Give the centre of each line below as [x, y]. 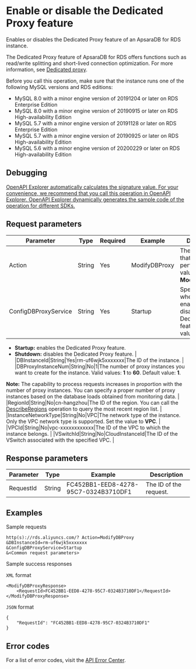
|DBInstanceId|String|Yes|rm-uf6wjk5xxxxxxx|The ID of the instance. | [99, 360]
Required [113, 240]
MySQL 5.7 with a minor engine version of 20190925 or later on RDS [97, 135]
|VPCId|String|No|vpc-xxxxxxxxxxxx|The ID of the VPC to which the [88, 427]
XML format [19, 575]
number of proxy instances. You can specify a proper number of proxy [91, 390]
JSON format [20, 607]
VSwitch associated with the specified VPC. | [60, 440]
